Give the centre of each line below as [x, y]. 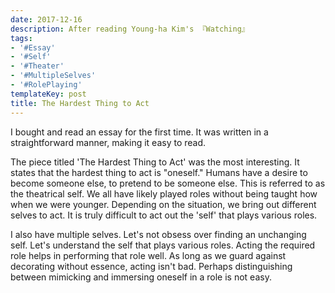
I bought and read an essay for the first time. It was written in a [139, 132]
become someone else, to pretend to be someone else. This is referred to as [168, 183]
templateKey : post [48, 94]
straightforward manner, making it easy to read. [108, 142]
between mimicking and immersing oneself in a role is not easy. [141, 277]
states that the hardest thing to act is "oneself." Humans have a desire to [159, 172]
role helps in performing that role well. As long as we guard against [148, 255]
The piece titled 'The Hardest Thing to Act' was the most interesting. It [155, 162]
